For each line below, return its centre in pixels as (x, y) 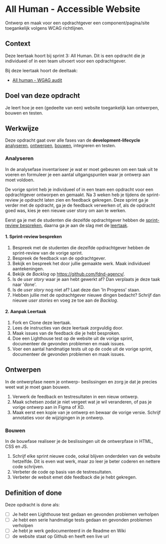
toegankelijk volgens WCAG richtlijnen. (45, 28)
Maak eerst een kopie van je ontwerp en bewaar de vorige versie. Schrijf (86, 412)
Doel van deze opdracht (43, 96)
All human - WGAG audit (37, 80)
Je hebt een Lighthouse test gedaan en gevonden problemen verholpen (86, 514)
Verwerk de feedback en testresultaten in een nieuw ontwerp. (75, 396)
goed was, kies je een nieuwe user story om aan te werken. (66, 210)
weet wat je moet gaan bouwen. (38, 387)
